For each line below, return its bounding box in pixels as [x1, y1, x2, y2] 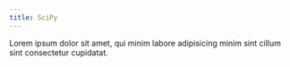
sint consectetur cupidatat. [9, 46, 109, 58]
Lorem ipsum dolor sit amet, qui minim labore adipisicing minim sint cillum [9, 38, 282, 48]
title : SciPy [9, 13, 58, 22]
